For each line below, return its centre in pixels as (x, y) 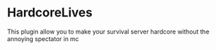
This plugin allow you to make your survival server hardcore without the (108, 32)
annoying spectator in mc (43, 38)
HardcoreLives (50, 13)
